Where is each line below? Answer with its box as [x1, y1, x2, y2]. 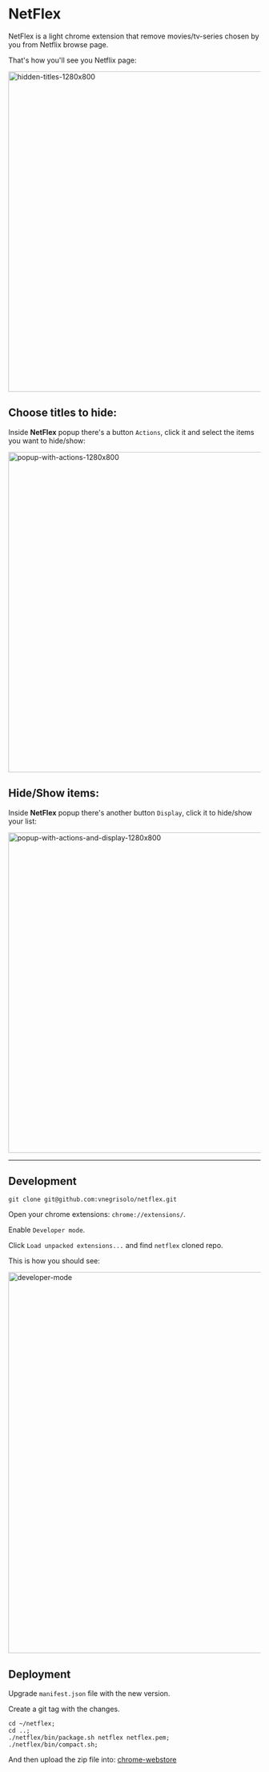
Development [8, 1174, 78, 1188]
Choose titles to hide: [8, 406, 118, 420]
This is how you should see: [8, 1256, 100, 1266]
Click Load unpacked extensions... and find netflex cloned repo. [8, 1241, 223, 1250]
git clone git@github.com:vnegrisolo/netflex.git [8, 1195, 178, 1204]
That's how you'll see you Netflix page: [8, 55, 137, 65]
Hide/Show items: [8, 787, 100, 800]
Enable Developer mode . [8, 1225, 86, 1234]
